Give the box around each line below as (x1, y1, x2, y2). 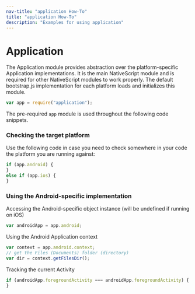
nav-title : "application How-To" (6, 8, 88, 15)
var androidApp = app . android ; (6, 223, 82, 229)
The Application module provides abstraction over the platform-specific (6, 64, 179, 71)
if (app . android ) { (6, 162, 54, 168)
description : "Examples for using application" (6, 19, 124, 25)
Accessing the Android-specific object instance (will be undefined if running (6, 205, 190, 212)
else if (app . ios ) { (6, 173, 57, 178)
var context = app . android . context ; (6, 244, 95, 251)
